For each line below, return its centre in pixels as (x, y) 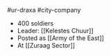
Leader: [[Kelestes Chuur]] (55, 31)
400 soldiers (35, 23)
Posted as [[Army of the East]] (60, 38)
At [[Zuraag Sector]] (46, 45)
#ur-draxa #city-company (44, 10)
